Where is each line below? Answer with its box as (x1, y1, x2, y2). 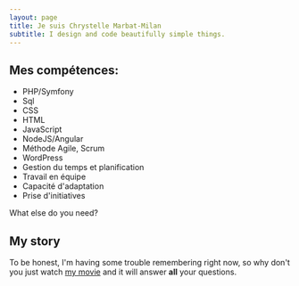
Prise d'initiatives (21, 191, 86, 201)
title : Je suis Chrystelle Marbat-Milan (9, 21, 162, 30)
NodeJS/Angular (21, 134, 84, 144)
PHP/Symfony (21, 86, 74, 97)
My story (9, 233, 61, 249)
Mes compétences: (9, 62, 119, 78)
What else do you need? (9, 208, 98, 218)
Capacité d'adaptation (21, 181, 104, 192)
